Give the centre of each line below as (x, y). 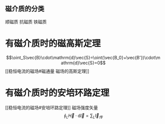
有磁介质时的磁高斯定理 (53, 43)
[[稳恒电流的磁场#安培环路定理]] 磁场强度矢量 (52, 107)
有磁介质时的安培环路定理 (57, 93)
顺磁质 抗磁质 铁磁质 (26, 22)
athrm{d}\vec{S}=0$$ (83, 63)
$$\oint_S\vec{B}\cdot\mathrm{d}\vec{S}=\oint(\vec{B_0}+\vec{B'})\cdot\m (83, 57)
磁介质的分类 (25, 9)
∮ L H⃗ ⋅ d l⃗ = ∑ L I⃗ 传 (83, 116)
